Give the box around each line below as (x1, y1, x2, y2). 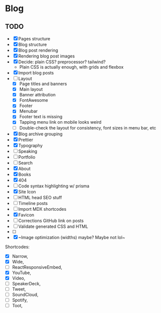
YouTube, (12, 270, 32, 276)
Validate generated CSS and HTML (18, 223, 89, 229)
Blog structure (18, 42, 47, 47)
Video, (12, 275, 25, 281)
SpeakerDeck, (12, 280, 41, 286)
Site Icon (18, 188, 36, 195)
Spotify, (12, 297, 28, 303)
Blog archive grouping (18, 131, 63, 137)
